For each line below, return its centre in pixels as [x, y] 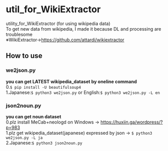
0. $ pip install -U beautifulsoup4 [44, 87]
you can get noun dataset [34, 116]
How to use [24, 56]
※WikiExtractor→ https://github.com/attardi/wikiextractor [65, 40]
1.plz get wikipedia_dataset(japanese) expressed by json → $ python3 [79, 133]
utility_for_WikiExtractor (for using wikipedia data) [58, 23]
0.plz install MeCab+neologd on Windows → [52, 122]
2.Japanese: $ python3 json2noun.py [44, 143]
